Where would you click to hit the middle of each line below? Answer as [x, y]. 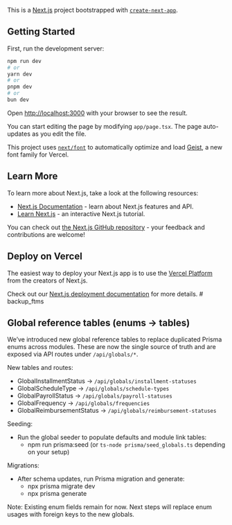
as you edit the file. [59, 134]
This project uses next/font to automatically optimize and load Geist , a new [115, 147]
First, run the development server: [56, 48]
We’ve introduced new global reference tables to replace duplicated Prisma [115, 339]
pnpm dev [20, 87]
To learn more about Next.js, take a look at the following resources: [103, 193]
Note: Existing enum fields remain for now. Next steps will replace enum [110, 507]
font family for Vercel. [38, 154]
